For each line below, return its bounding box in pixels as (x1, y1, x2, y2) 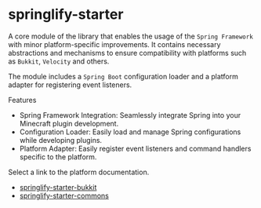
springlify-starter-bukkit (19, 182, 97, 192)
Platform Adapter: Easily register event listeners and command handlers (19, 144, 252, 153)
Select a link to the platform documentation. (8, 167, 150, 177)
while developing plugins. (19, 135, 103, 144)
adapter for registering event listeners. (8, 80, 132, 89)
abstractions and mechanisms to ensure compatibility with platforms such (8, 48, 247, 57)
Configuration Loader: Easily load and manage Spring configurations (19, 127, 241, 137)
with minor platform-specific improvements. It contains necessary (8, 39, 221, 49)
